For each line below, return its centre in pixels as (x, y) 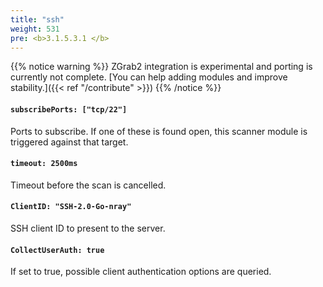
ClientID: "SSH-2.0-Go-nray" (71, 207)
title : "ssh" (37, 19)
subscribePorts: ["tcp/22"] (69, 109)
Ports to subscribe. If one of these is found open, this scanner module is (159, 131)
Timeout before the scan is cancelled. (88, 185)
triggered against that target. (69, 142)
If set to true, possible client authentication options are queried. (141, 272)
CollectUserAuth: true (57, 250)
